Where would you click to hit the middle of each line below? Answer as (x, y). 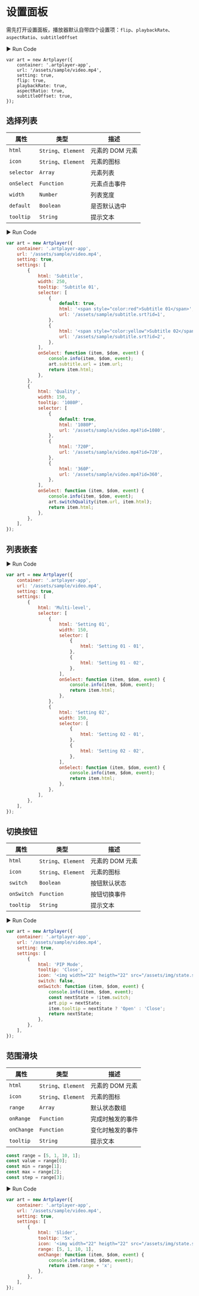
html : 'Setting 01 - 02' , (112, 663)
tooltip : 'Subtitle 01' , (68, 287)
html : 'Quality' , (59, 392)
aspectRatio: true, (41, 91)
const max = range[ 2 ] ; (34, 1172)
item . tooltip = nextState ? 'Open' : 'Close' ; (107, 1008)
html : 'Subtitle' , (60, 276)
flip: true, (31, 81)
